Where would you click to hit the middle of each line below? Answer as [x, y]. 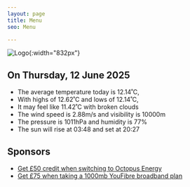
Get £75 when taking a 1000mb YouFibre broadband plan [100, 176]
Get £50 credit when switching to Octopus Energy [90, 168]
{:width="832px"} [55, 53]
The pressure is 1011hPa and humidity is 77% [82, 122]
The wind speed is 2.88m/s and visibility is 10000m [91, 115]
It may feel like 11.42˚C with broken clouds [78, 107]
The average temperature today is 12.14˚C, [78, 92]
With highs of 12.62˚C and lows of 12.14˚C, [78, 100]
